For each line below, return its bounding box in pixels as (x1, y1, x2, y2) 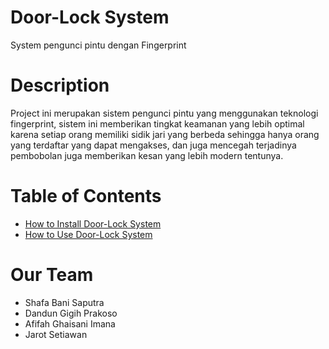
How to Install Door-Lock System (24, 217, 162, 230)
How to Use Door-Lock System (24, 228, 153, 240)
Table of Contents (10, 185, 162, 208)
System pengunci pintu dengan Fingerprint (10, 39, 187, 51)
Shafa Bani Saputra (24, 296, 105, 308)
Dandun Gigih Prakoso (24, 307, 118, 319)
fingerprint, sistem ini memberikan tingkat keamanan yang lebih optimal (10, 117, 305, 130)
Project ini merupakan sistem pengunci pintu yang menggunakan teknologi (10, 107, 319, 119)
